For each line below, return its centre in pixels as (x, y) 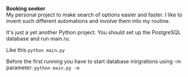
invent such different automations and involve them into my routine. (88, 21)
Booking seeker (26, 9)
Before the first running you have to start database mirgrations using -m (94, 61)
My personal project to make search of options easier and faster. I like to (94, 15)
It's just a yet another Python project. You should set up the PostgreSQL (94, 32)
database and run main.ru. (38, 38)
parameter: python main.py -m (43, 68)
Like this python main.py (35, 50)
